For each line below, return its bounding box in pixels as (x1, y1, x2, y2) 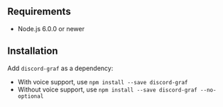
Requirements (7, 6, 71, 18)
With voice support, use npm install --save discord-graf (17, 77, 188, 86)
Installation (7, 45, 58, 57)
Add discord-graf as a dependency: (7, 64, 114, 72)
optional (17, 92, 44, 100)
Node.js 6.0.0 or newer (17, 24, 85, 33)
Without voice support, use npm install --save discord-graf (17, 85, 197, 94)
